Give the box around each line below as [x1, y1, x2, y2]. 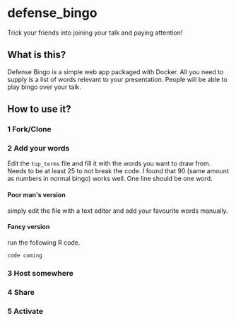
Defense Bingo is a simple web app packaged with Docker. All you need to [7, 67, 224, 76]
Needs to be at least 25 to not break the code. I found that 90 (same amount [7, 167, 230, 175]
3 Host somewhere [7, 268, 74, 278]
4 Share [7, 287, 35, 297]
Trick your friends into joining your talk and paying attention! [7, 28, 183, 37]
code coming [7, 252, 42, 259]
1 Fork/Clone [7, 124, 52, 134]
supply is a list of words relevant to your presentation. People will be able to [7, 75, 228, 83]
